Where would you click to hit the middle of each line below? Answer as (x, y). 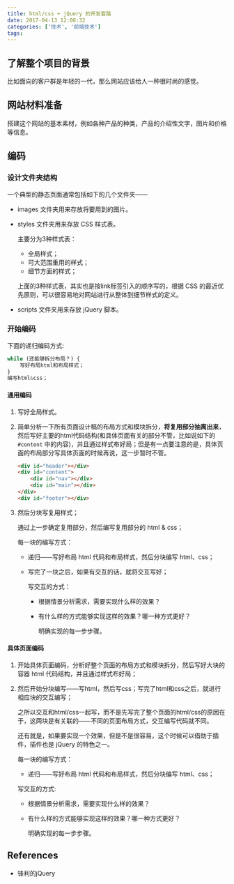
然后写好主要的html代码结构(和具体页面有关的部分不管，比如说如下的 (116, 435)
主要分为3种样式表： (47, 238)
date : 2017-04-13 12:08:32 (46, 20)
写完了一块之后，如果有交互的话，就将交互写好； (98, 572)
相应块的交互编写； (45, 697)
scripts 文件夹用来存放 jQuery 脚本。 (70, 309)
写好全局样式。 (39, 411)
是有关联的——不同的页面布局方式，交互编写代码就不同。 (130, 721)
